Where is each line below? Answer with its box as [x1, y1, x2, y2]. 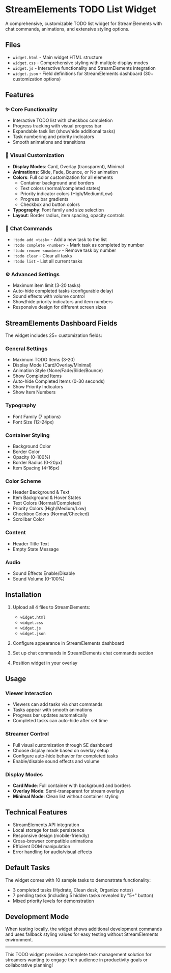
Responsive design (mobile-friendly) [12, 832, 90, 838]
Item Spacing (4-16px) [12, 465, 60, 471]
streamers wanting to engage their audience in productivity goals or [5, 957, 148, 963]
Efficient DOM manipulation [12, 843, 70, 849]
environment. [5, 937, 33, 943]
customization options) [12, 75, 61, 82]
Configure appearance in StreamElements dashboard [12, 640, 125, 646]
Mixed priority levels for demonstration [12, 898, 94, 904]
